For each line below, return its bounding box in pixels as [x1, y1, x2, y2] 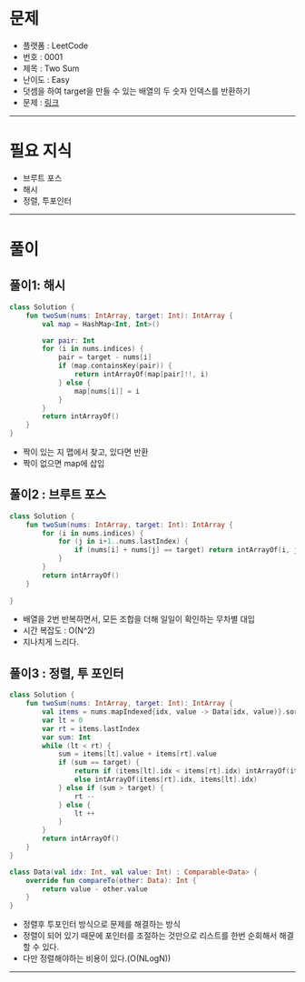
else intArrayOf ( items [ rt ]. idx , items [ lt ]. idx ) [74, 775, 258, 784]
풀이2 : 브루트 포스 [9, 487, 107, 503]
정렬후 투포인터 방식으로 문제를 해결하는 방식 [22, 919, 182, 930]
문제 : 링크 [22, 96, 60, 107]
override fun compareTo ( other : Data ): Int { [25, 876, 197, 885]
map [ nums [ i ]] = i [74, 386, 141, 396]
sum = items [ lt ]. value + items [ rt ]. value [57, 749, 218, 759]
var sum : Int [42, 733, 92, 742]
